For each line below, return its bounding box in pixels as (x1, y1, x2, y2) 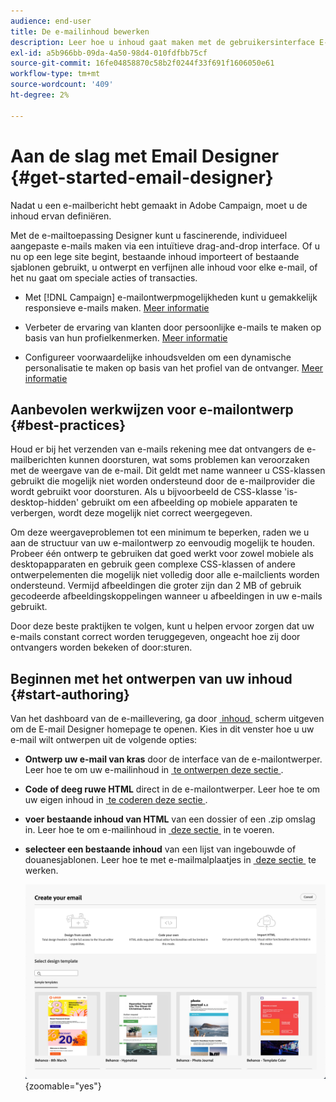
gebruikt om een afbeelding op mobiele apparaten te (81, 496, 298, 509)
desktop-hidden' (10, 496, 80, 509)
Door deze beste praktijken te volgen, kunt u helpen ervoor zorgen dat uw (10, 620, 315, 632)
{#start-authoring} (10, 686, 130, 703)
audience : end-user (10, 16, 92, 26)
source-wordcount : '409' (10, 80, 114, 90)
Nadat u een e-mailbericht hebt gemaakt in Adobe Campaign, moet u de (10, 199, 308, 211)
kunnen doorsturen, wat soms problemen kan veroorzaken (68, 454, 310, 466)
